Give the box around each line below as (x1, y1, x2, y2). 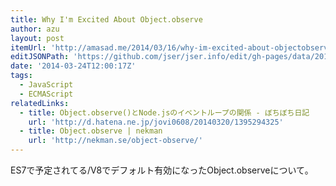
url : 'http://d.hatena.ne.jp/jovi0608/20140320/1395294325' (28, 117, 284, 127)
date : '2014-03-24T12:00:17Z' (10, 61, 137, 71)
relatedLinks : (10, 98, 70, 108)
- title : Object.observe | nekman (19, 126, 163, 136)
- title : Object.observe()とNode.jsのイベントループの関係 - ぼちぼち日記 (19, 107, 310, 118)
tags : (10, 71, 33, 81)
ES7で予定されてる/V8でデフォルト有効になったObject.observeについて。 (10, 164, 314, 176)
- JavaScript (19, 80, 74, 90)
